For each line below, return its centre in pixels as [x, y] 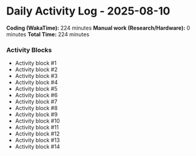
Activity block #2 [36, 70]
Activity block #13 [37, 140]
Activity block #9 [36, 115]
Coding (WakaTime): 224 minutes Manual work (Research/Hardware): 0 [98, 28]
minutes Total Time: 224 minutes [48, 34]
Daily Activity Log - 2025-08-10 [88, 11]
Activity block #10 [37, 121]
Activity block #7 [36, 102]
